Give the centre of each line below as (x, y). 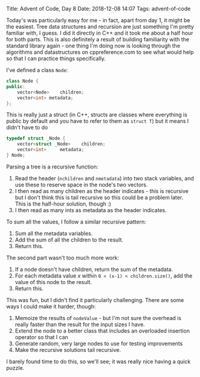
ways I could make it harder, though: (51, 306)
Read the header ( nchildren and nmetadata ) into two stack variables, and (104, 178)
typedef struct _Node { (36, 138)
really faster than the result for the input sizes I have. (80, 324)
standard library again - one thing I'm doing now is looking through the (93, 46)
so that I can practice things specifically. (56, 58)
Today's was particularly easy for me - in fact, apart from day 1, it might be (98, 20)
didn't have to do (27, 128)
